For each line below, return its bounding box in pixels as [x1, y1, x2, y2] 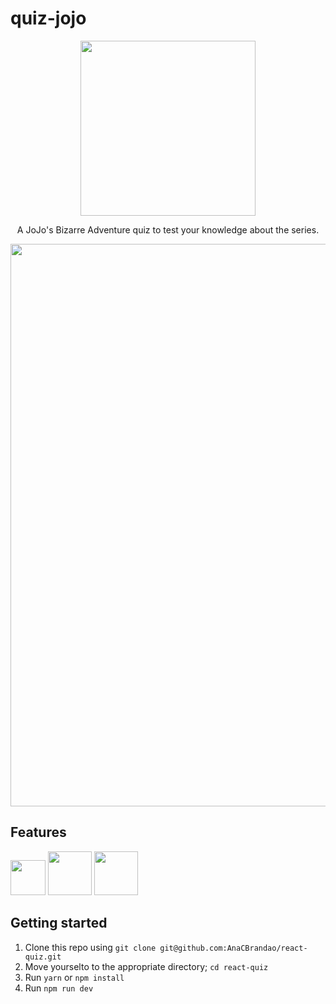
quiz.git [24, 952, 62, 962]
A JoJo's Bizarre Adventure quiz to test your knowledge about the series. [16, 223, 320, 236]
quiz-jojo [10, 7, 87, 30]
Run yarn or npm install [24, 971, 125, 983]
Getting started [10, 915, 108, 932]
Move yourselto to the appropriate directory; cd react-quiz [24, 960, 269, 972]
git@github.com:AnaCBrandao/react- [159, 943, 308, 953]
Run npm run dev [24, 982, 94, 994]
